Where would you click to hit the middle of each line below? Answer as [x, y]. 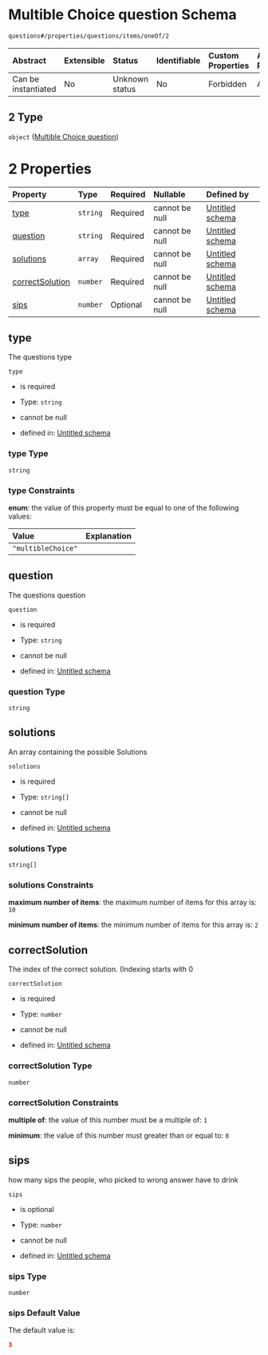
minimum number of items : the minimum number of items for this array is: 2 [134, 925]
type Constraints [42, 491]
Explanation [108, 535]
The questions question [47, 595]
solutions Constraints [51, 885]
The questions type [40, 357]
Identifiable [178, 60]
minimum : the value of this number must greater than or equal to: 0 [119, 1135]
